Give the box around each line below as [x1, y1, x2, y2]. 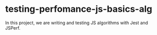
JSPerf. [5, 25, 21, 31]
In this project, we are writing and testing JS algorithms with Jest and [5, 20, 148, 26]
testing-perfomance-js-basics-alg [5, 3, 152, 15]
